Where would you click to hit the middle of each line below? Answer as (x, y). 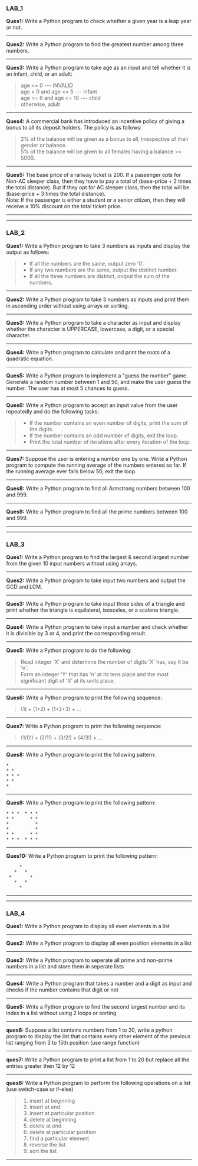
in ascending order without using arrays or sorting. (68, 305)
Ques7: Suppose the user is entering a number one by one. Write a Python (97, 458)
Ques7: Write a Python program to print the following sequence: (84, 726)
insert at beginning (52, 1101)
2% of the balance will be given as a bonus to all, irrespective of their (105, 139)
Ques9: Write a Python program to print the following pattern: (81, 802)
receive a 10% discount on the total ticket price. (64, 206)
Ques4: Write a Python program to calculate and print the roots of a (88, 352)
